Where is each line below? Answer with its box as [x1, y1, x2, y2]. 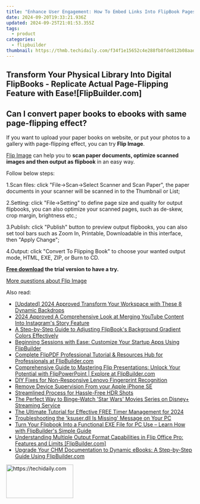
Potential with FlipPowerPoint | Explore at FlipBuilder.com [14, 370, 155, 377]
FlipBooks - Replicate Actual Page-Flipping [6, 79, 168, 90]
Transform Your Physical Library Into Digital [6, 70, 171, 80]
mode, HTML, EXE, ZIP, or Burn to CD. [6, 254, 99, 261]
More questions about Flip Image [6, 277, 87, 284]
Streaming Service [14, 401, 61, 409]
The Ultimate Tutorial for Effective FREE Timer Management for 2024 [14, 408, 184, 415]
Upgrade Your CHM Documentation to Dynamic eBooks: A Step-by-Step [14, 446, 192, 453]
